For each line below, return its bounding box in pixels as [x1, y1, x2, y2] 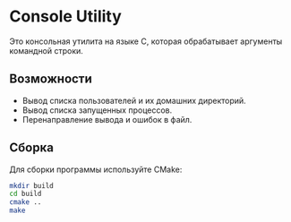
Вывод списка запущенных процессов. [21, 105, 173, 115]
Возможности [9, 72, 92, 87]
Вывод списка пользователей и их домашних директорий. [21, 95, 246, 106]
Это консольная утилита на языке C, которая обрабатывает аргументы [9, 36, 283, 47]
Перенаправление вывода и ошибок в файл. [21, 114, 193, 124]
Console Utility [9, 6, 123, 27]
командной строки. [9, 45, 83, 55]
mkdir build [9, 181, 54, 190]
